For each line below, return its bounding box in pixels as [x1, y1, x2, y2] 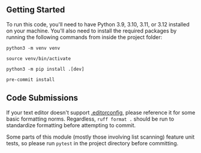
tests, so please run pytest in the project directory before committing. [6, 139, 179, 146]
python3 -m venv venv [6, 45, 61, 51]
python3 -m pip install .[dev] [6, 66, 85, 72]
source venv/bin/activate [6, 55, 71, 62]
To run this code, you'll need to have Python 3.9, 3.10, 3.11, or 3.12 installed [6, 20, 190, 28]
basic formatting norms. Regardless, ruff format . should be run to [6, 115, 175, 122]
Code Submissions [6, 93, 78, 103]
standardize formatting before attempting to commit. [6, 121, 136, 128]
